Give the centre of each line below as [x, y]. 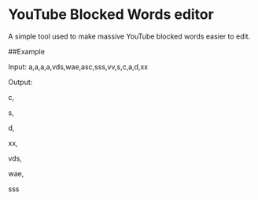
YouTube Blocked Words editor [111, 15]
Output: [20, 82]
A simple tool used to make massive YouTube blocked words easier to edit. [129, 36]
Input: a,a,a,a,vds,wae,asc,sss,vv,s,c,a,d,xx [78, 67]
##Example [27, 51]
